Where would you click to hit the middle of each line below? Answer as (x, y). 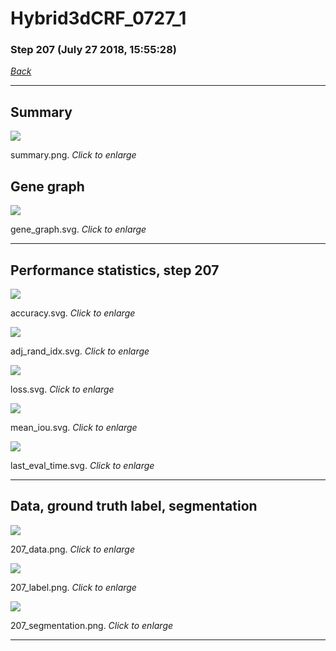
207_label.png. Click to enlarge (73, 587)
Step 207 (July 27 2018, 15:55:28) (93, 50)
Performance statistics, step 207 (115, 270)
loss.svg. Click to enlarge (62, 389)
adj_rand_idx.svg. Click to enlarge (80, 351)
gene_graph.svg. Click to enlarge (78, 229)
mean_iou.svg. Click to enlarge (74, 427)
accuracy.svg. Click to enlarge (73, 313)
